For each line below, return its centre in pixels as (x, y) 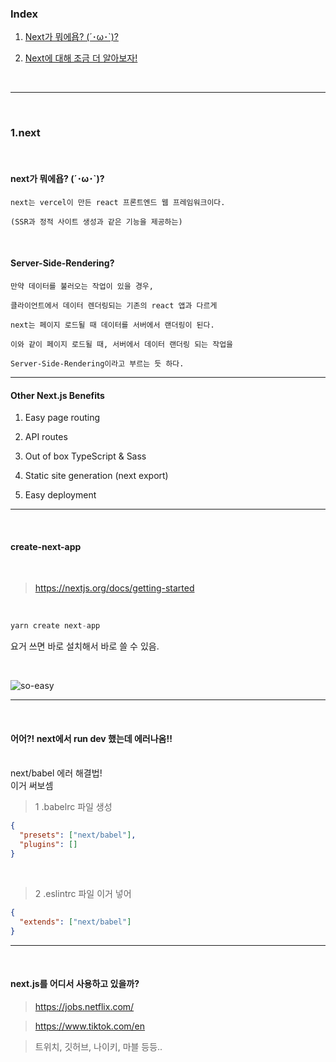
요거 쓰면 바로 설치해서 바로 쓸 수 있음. (85, 646)
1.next (25, 133)
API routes (46, 437)
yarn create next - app (55, 626)
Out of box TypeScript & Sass (85, 456)
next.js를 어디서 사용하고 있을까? (75, 984)
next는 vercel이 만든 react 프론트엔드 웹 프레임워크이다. (118, 202)
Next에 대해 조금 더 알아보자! (81, 58)
